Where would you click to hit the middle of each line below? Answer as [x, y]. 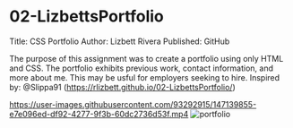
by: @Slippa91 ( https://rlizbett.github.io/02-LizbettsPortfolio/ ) [122, 87]
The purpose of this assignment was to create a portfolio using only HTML [146, 58]
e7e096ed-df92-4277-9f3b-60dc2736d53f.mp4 [99, 114]
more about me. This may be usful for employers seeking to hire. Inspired [145, 77]
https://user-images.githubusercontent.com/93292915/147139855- [133, 104]
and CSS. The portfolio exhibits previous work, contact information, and [142, 68]
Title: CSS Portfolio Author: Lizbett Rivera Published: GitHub [120, 41]
